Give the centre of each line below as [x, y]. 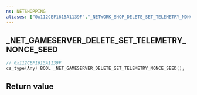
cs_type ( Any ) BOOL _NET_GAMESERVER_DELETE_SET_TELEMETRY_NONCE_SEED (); [95, 68]
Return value [30, 87]
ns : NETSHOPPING [26, 11]
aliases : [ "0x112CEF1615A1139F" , [47, 17]
